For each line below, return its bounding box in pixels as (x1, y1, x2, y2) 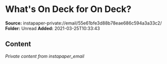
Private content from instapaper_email (5, 53, 84, 59)
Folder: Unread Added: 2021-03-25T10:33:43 (5, 25, 100, 31)
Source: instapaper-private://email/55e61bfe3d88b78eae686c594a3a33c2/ (5, 20, 162, 26)
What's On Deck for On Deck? (5, 3, 131, 15)
